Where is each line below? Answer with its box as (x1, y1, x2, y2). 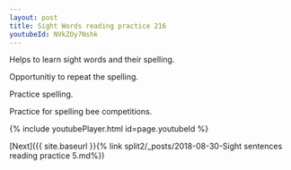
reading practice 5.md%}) (9, 150, 105, 161)
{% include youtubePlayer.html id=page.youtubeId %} (9, 123, 209, 134)
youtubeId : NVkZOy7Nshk (9, 30, 99, 38)
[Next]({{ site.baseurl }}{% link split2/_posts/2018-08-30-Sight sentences (9, 140, 283, 152)
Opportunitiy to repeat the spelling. (9, 72, 139, 82)
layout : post (9, 13, 58, 22)
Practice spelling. (9, 89, 74, 99)
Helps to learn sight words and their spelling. (9, 55, 175, 65)
